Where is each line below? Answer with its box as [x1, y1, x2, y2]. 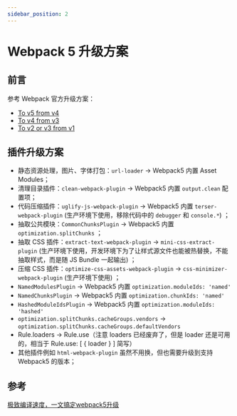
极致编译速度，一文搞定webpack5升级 [7, 400, 120, 409]
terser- [194, 203, 218, 210]
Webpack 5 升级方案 [7, 44, 129, 59]
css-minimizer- [182, 265, 228, 273]
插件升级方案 [7, 146, 64, 158]
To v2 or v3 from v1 [17, 123, 75, 132]
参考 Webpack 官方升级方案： [7, 94, 95, 103]
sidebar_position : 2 [7, 10, 69, 18]
